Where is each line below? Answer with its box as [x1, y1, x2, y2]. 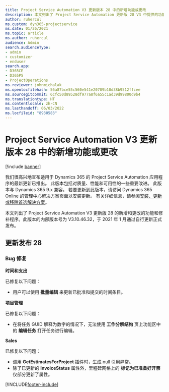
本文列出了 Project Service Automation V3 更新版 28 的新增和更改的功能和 [5, 210, 159, 216]
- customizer [5, 54, 33, 60]
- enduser [5, 59, 26, 64]
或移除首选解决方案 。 [5, 199, 49, 205]
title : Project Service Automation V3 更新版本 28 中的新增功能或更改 [5, 7, 147, 13]
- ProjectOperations [5, 78, 49, 83]
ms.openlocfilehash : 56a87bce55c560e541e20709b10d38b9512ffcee [5, 87, 141, 92]
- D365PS [5, 73, 24, 78]
